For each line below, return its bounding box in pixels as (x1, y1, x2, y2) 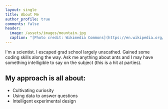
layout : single (5, 7, 37, 12)
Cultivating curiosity (12, 87, 54, 93)
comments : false (5, 21, 39, 26)
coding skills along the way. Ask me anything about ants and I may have (5, 54, 153, 60)
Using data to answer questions (12, 92, 78, 98)
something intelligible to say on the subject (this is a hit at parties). (5, 59, 141, 65)
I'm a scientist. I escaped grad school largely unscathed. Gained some (5, 48, 150, 55)
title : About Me (5, 12, 39, 17)
